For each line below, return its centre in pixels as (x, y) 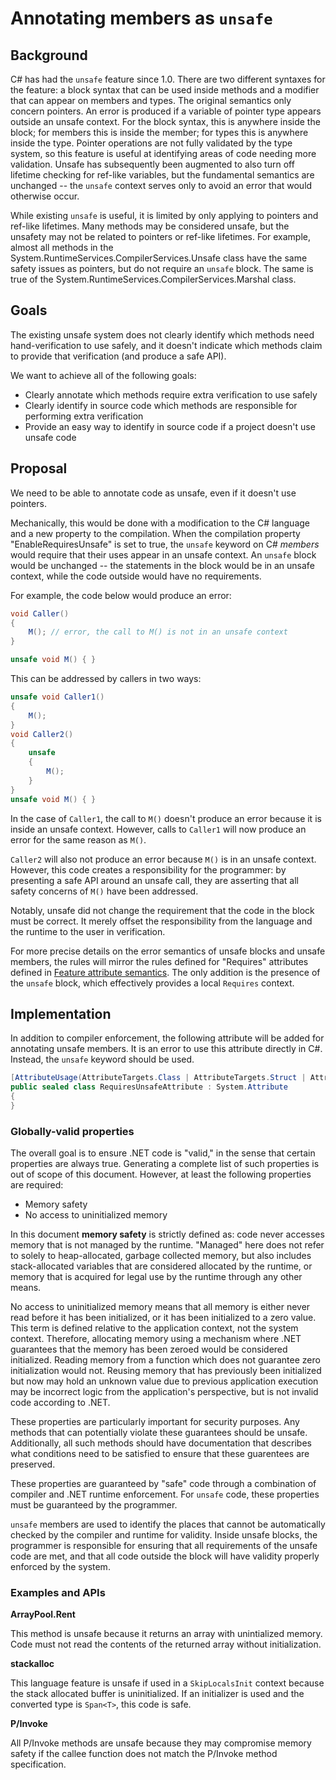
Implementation (61, 1013)
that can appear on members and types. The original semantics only (151, 100)
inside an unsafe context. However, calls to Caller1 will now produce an (158, 829)
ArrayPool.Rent (43, 1614)
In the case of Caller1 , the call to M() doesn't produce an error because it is (166, 818)
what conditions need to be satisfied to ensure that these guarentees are (160, 1454)
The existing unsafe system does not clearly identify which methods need (162, 334)
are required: (37, 1185)
